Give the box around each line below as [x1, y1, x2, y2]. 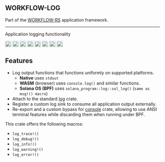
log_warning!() [12, 147, 44, 152]
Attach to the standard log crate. [12, 96, 78, 102]
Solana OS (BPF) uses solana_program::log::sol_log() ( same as [19, 85, 150, 91]
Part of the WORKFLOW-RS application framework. [5, 17, 109, 23]
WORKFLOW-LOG [5, 4, 60, 12]
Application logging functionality [5, 31, 71, 37]
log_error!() [12, 152, 39, 157]
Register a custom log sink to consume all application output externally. [12, 101, 157, 107]
